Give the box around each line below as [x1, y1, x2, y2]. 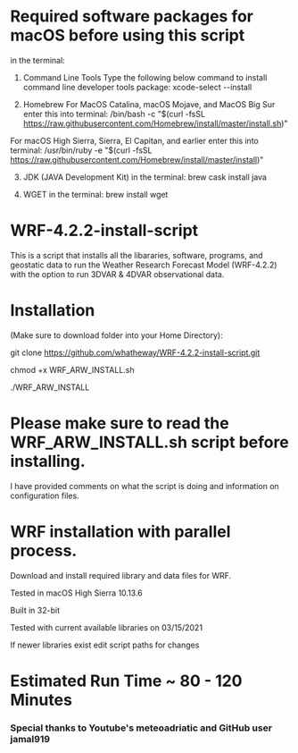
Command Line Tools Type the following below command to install [22, 72, 268, 82]
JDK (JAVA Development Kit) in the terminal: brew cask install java [22, 172, 267, 182]
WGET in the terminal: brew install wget [22, 189, 169, 199]
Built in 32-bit [10, 605, 61, 615]
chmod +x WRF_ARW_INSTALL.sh [10, 364, 135, 375]
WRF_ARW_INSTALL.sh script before [10, 432, 289, 453]
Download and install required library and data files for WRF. [10, 570, 232, 580]
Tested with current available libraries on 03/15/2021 [10, 622, 203, 632]
